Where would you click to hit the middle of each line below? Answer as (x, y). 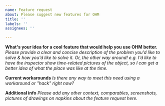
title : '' (15, 19)
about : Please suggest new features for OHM (52, 14)
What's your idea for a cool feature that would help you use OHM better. (81, 47)
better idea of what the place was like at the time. (56, 68)
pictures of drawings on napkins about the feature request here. (71, 98)
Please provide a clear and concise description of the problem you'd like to (83, 52)
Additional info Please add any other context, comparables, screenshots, (81, 93)
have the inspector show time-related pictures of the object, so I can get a (82, 63)
